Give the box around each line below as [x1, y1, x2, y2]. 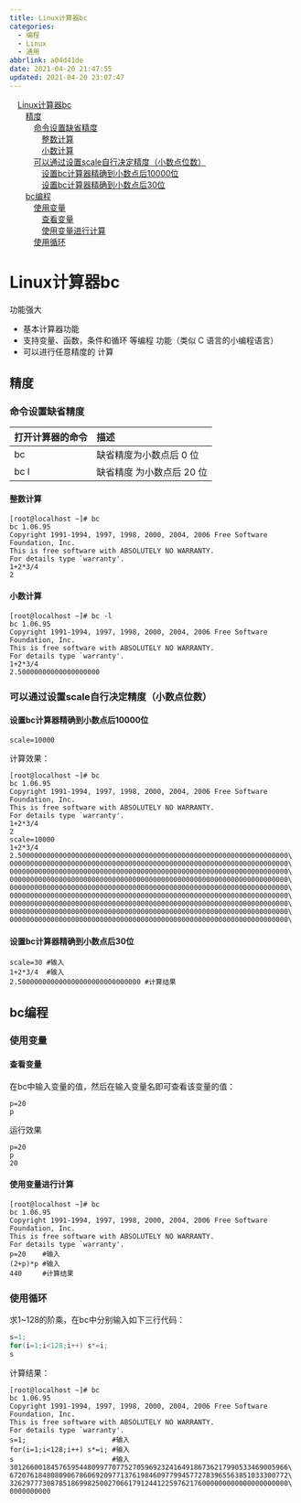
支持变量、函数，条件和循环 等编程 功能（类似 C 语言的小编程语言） [22, 335, 279, 346]
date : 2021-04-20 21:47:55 [9, 65, 113, 74]
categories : [9, 22, 55, 31]
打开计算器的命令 [14, 431, 89, 444]
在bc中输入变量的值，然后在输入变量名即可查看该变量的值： [9, 1080, 236, 1091]
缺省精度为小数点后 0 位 [96, 449, 199, 462]
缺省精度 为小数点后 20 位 [96, 466, 208, 478]
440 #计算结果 [9, 1269, 74, 1278]
